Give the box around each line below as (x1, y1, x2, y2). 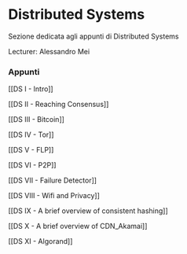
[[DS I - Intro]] (8, 84, 53, 94)
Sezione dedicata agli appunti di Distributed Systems (8, 31, 179, 41)
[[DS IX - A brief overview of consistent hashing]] (8, 206, 169, 215)
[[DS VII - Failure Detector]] (8, 175, 97, 186)
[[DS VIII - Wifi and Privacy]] (8, 191, 101, 201)
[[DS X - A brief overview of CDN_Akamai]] (8, 222, 148, 231)
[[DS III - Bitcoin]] (8, 115, 65, 124)
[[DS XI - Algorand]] (8, 237, 73, 246)
